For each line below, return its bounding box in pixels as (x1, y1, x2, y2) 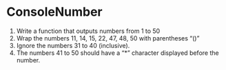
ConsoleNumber (6, 4, 103, 20)
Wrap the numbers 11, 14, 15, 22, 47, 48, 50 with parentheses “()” (16, 34, 200, 42)
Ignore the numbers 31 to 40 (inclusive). (16, 41, 130, 49)
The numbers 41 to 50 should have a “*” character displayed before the (16, 49, 219, 57)
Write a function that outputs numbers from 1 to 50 (16, 27, 161, 35)
